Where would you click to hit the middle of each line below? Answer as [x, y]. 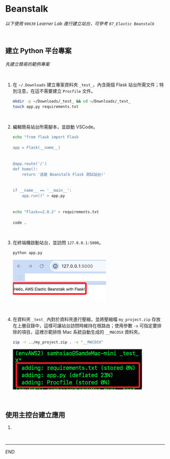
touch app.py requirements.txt [46, 107]
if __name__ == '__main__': [42, 191]
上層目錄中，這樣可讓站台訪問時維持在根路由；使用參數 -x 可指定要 [87, 326]
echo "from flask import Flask [46, 137]
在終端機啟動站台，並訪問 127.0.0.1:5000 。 [58, 243]
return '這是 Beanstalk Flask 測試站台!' [64, 174]
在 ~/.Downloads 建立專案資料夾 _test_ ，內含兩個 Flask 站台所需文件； [86, 85]
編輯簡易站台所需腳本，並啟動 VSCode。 [55, 127]
